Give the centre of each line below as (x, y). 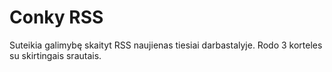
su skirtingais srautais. (55, 55)
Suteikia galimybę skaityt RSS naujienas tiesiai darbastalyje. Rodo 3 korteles (166, 45)
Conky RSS (56, 17)
